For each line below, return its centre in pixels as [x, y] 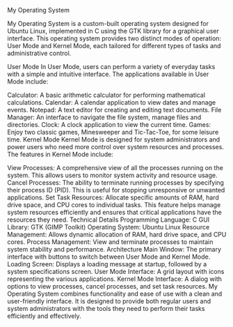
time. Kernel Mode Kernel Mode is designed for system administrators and [114, 139]
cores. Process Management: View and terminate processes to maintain [110, 242]
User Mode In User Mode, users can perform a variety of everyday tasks [111, 67]
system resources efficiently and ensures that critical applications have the [115, 212]
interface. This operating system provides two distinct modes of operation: [114, 38]
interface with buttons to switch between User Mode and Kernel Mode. [109, 257]
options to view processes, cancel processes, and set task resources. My [112, 286]
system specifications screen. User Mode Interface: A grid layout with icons [116, 272]
